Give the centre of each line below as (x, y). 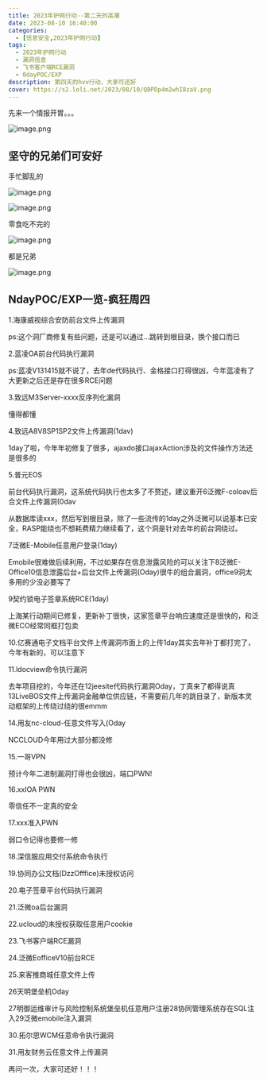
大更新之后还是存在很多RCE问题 (60, 380)
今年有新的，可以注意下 (46, 652)
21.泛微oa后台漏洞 (38, 907)
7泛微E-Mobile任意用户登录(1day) (63, 545)
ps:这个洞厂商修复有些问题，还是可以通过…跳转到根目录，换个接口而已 (124, 337)
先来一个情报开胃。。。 (43, 113)
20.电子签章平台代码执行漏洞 (56, 890)
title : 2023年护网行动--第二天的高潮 (64, 15)
